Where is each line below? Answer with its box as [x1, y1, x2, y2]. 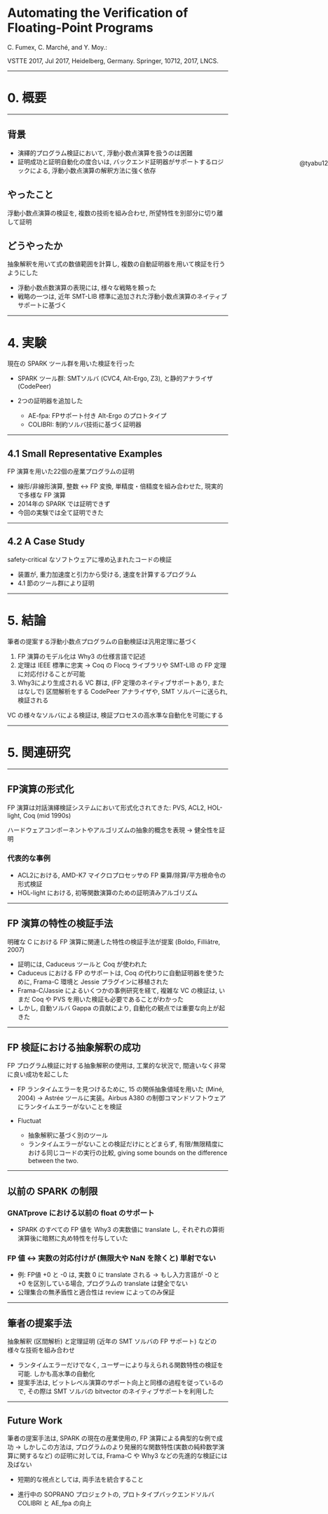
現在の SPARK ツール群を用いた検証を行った [7, 359, 135, 368]
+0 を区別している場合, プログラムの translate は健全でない [17, 1279, 189, 1288]
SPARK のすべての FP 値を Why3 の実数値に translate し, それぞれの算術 [17, 1226, 225, 1234]
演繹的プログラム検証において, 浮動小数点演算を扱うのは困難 [17, 149, 193, 157]
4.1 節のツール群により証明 [17, 579, 95, 587]
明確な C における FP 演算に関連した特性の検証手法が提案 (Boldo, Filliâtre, [7, 937, 221, 946]
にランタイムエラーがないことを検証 [17, 1103, 123, 1111]
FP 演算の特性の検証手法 [7, 918, 114, 930]
